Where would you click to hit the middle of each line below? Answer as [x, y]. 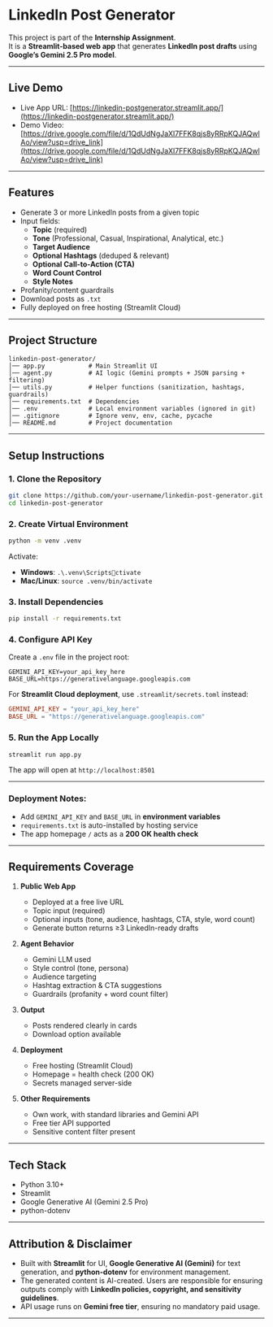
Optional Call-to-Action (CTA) [84, 264]
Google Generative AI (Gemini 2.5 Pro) [84, 1202]
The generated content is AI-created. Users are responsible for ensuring [141, 1281]
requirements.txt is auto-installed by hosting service [109, 825]
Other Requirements [55, 1099]
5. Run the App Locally [54, 737]
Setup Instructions [56, 456]
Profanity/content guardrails [67, 289]
